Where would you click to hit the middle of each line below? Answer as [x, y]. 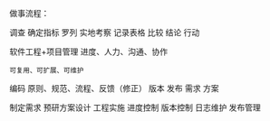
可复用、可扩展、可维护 [47, 70]
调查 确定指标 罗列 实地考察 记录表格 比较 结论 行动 [105, 33]
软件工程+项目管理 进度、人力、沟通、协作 [89, 51]
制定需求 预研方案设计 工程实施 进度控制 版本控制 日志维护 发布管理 [135, 107]
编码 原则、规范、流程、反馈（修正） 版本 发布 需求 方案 [114, 88]
